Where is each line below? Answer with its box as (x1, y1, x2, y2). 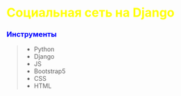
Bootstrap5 (33, 67, 66, 75)
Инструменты (6, 30, 57, 39)
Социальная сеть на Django (6, 5, 175, 21)
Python (33, 45, 55, 53)
